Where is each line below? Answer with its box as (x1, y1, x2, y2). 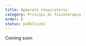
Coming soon (5, 35, 33, 41)
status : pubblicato (5, 21, 46, 26)
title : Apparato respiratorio (5, 7, 68, 12)
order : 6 (5, 16, 23, 21)
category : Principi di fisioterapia (5, 12, 81, 17)
